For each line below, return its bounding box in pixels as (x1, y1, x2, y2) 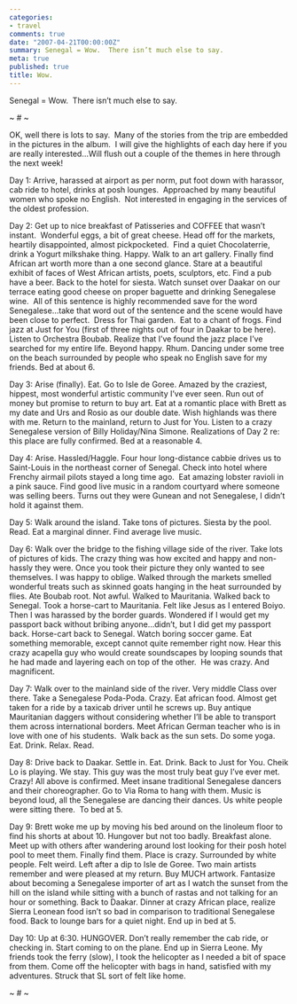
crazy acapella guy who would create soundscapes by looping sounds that (9, 647, 284, 657)
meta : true (9, 54, 50, 63)
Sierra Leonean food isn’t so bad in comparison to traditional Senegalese (9, 906, 276, 916)
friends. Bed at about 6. (9, 361, 96, 373)
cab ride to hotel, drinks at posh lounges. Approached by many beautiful (9, 184, 277, 195)
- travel (9, 21, 42, 30)
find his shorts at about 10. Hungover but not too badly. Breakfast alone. (9, 830, 272, 841)
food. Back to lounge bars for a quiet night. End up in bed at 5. (9, 915, 237, 926)
